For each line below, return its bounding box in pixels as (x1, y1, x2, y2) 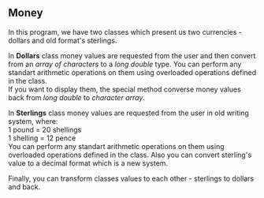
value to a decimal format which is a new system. (8, 158, 168, 168)
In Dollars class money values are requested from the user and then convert (8, 50, 256, 60)
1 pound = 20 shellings (8, 125, 82, 134)
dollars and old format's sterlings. (8, 35, 117, 45)
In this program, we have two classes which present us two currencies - (8, 27, 243, 36)
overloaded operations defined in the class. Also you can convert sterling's (8, 150, 252, 159)
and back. (8, 181, 41, 192)
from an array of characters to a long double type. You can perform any (8, 59, 242, 69)
